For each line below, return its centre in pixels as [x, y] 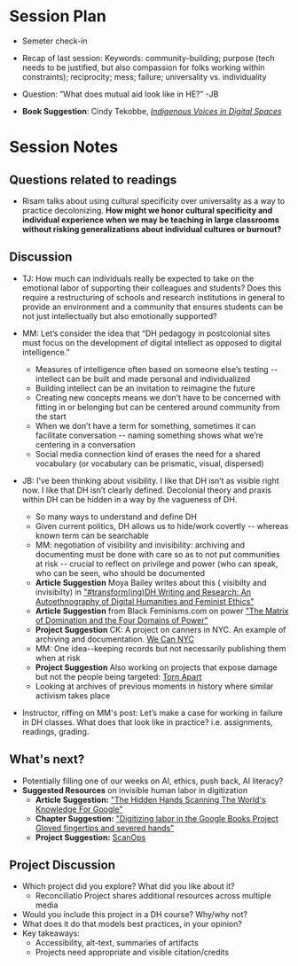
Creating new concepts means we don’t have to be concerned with [158, 397]
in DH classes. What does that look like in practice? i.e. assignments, [147, 722]
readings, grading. [55, 731]
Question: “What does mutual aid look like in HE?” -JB [120, 94]
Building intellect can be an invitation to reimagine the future [145, 388]
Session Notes [64, 147]
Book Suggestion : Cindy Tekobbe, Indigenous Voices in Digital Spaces [152, 111]
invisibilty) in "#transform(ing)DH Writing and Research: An [143, 592]
